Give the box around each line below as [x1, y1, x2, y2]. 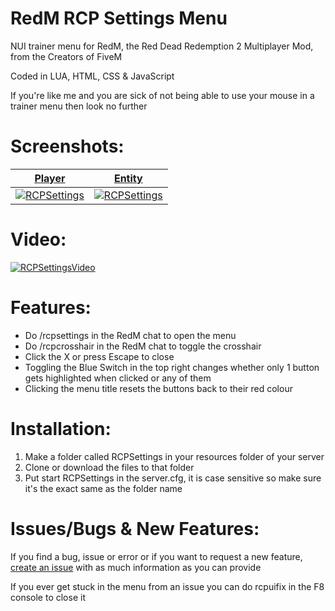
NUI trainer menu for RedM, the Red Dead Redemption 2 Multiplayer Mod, [10, 40, 314, 52]
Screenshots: [10, 135, 125, 158]
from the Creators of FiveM [10, 50, 123, 62]
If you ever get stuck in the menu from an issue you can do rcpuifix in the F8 [10, 580, 325, 592]
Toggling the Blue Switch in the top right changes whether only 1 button [24, 361, 320, 373]
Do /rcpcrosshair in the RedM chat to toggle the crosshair [24, 340, 262, 352]
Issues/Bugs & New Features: [10, 517, 260, 540]
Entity [113, 171, 143, 185]
